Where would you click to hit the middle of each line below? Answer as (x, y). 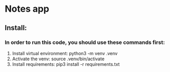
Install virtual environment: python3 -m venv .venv (65, 53)
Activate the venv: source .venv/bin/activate (58, 59)
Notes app (27, 9)
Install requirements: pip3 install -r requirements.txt (66, 64)
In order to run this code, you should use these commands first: (85, 42)
